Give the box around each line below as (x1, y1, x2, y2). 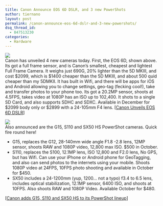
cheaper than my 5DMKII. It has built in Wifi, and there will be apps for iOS (5, 78, 155, 84)
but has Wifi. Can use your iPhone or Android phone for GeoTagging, (12, 154, 151, 160)
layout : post (5, 16, 32, 21)
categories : (5, 35, 29, 40)
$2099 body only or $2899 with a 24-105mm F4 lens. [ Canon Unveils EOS (5, 104, 155, 110)
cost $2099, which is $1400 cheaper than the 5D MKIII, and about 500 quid (5, 73, 157, 79)
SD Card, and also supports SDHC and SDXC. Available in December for (5, 99, 150, 105)
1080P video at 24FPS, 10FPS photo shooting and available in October (12, 165, 154, 171)
